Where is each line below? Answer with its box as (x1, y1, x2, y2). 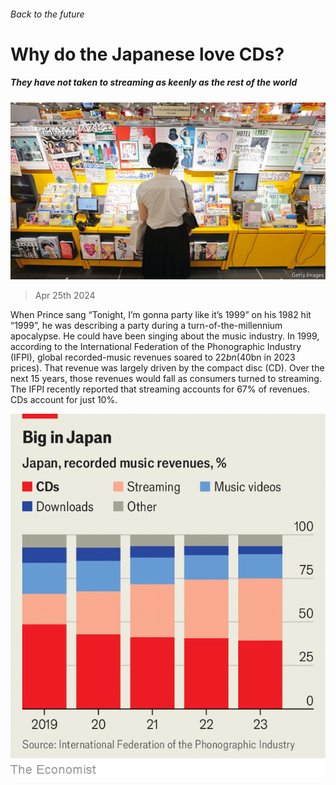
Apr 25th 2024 (34, 290, 96, 302)
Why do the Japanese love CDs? (10, 43, 285, 65)
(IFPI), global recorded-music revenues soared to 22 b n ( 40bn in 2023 (10, 351, 296, 364)
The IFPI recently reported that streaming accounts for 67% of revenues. (10, 383, 310, 395)
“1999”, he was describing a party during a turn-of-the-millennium (10, 320, 283, 332)
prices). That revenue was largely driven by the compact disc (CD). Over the (10, 362, 325, 374)
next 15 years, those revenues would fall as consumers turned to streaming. (10, 373, 322, 385)
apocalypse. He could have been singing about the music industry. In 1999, (10, 330, 320, 342)
